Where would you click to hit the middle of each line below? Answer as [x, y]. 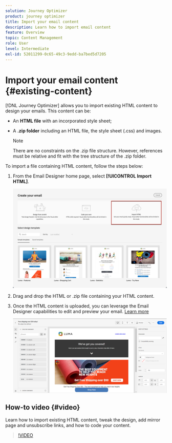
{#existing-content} [49, 91]
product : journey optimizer [35, 16]
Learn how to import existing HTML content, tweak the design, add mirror [83, 420]
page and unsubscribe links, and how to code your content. [68, 425]
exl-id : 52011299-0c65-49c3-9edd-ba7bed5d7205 [56, 54]
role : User [17, 44]
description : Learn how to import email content [58, 27]
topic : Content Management [34, 38]
